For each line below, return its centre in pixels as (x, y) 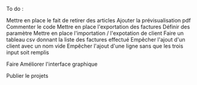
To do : (15, 9)
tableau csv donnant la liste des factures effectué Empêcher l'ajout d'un (96, 39)
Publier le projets (27, 76)
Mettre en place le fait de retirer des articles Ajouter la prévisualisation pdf (99, 20)
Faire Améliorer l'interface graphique (52, 64)
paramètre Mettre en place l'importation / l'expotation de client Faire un (95, 33)
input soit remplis (28, 52)
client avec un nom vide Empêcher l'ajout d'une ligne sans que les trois (95, 46)
